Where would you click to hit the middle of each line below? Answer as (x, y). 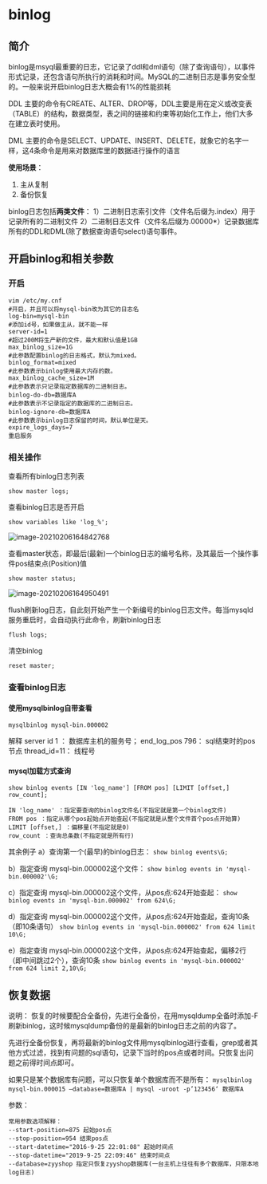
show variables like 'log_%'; (59, 522)
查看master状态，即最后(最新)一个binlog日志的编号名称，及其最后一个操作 (130, 553)
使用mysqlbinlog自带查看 (50, 708)
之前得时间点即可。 (46, 1063)
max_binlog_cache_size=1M (51, 378)
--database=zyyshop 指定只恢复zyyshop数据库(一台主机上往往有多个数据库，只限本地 (133, 1164)
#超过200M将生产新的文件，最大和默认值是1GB (73, 340)
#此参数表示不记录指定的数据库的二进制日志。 (73, 403)
